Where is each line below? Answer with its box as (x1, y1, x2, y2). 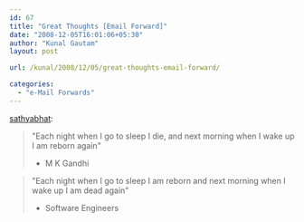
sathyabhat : (9, 112, 53, 123)
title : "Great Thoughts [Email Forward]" (9, 22, 168, 31)
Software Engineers (44, 202, 119, 213)
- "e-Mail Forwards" (17, 88, 95, 97)
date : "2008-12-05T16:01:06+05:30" (9, 30, 144, 39)
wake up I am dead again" (31, 185, 129, 196)
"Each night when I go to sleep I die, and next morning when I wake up (31, 130, 295, 141)
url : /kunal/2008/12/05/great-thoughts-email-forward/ (9, 63, 221, 72)
